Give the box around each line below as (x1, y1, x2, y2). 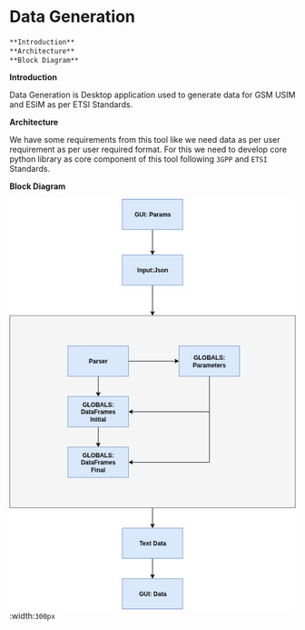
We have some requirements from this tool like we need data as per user (9, 134, 280, 145)
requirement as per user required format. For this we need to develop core (9, 144, 288, 155)
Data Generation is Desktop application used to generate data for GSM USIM (9, 89, 296, 100)
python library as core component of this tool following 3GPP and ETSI (9, 153, 268, 165)
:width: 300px (9, 611, 56, 622)
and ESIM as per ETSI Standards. (9, 98, 133, 110)
